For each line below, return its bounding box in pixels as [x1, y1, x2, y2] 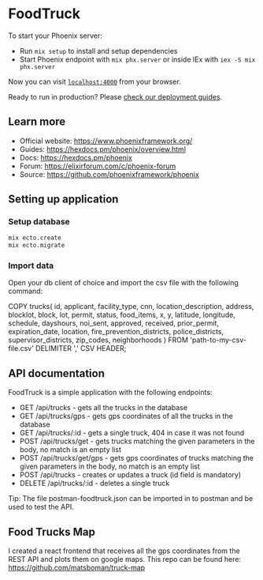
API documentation [8, 367, 105, 380]
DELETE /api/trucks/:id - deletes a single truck [19, 479, 170, 488]
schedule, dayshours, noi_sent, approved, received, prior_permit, [8, 318, 219, 328]
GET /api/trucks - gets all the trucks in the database [19, 403, 187, 412]
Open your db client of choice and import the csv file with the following [8, 278, 239, 288]
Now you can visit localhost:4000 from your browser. [8, 77, 181, 86]
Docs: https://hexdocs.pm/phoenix [19, 153, 132, 162]
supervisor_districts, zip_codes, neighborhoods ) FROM [8, 335, 189, 345]
